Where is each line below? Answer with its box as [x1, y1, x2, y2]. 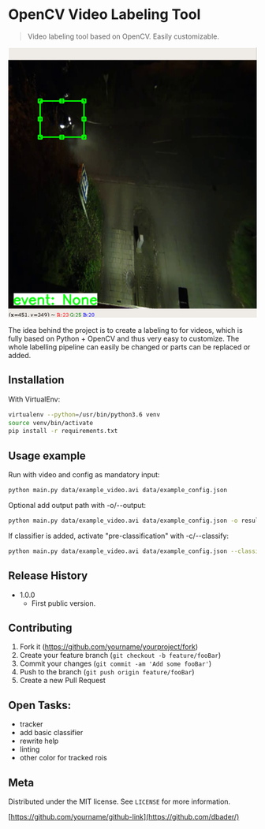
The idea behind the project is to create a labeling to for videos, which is [8, 325, 243, 334]
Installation [8, 373, 65, 387]
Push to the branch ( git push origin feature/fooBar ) [19, 667, 195, 677]
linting [19, 745, 40, 754]
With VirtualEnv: [8, 394, 61, 404]
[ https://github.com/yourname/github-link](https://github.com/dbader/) [8, 812, 240, 822]
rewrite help [19, 736, 59, 746]
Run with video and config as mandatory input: [8, 470, 160, 480]
